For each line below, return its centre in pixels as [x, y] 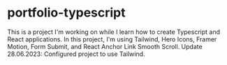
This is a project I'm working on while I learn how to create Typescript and [113, 32]
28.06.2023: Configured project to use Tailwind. [76, 54]
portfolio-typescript [66, 13]
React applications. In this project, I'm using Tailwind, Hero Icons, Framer [112, 39]
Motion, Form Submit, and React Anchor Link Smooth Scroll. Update [105, 46]
